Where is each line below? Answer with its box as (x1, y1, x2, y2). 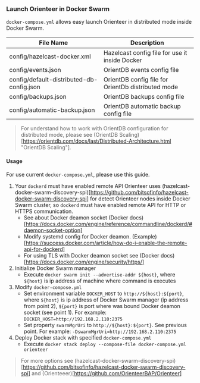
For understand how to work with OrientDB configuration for (20, 125, 168, 132)
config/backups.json (9, 93, 67, 101)
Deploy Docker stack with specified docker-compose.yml (14, 334, 152, 341)
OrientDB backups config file (103, 93, 185, 101)
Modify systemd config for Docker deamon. (23, 233, 131, 240)
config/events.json (9, 66, 61, 74)
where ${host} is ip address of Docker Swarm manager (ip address (23, 296, 189, 303)
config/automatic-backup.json (9, 106, 95, 114)
